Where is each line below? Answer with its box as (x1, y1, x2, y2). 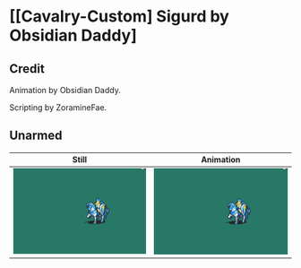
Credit (9, 61, 45, 76)
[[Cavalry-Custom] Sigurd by (9, 6, 230, 27)
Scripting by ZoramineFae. (9, 102, 107, 113)
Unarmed (9, 128, 63, 143)
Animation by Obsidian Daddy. (9, 85, 121, 95)
